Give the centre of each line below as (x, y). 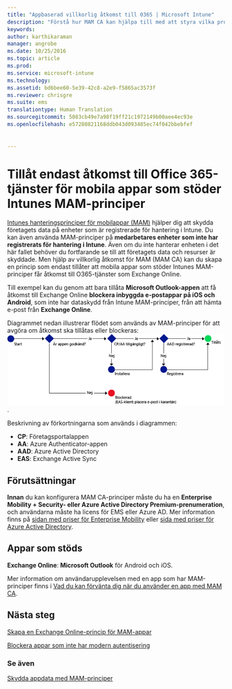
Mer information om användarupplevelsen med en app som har (97, 578)
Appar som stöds (45, 549)
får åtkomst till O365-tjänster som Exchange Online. (108, 274)
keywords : (21, 29)
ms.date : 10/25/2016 (37, 51)
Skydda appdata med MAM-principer (60, 678)
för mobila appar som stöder (139, 189)
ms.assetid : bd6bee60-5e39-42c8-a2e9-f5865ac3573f (81, 88)
